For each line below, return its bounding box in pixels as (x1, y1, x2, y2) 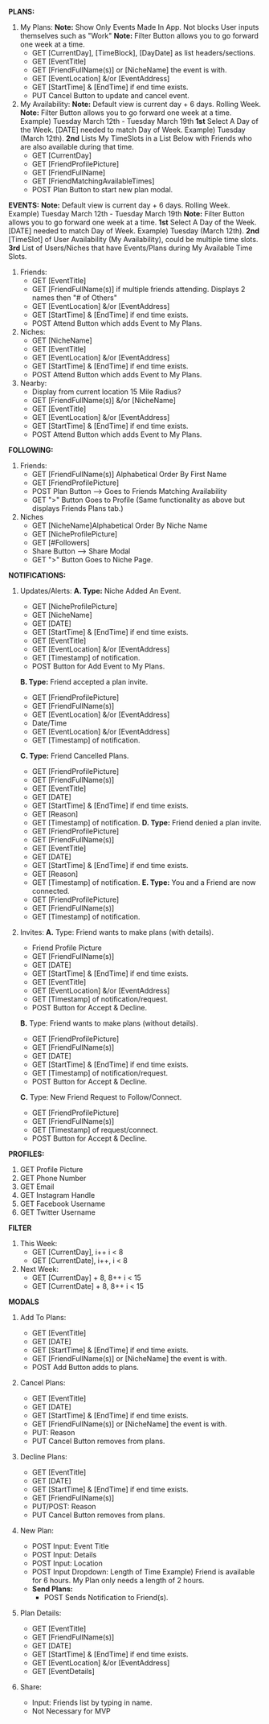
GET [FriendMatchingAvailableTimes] (31, 176, 155, 186)
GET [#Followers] (31, 538, 90, 547)
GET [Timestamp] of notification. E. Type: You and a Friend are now (31, 878, 257, 887)
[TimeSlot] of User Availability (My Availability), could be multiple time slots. (8, 235, 259, 244)
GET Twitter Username (19, 1208, 96, 1217)
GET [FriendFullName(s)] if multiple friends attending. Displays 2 (31, 285, 246, 294)
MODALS (8, 1297, 39, 1306)
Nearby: (19, 378, 47, 388)
